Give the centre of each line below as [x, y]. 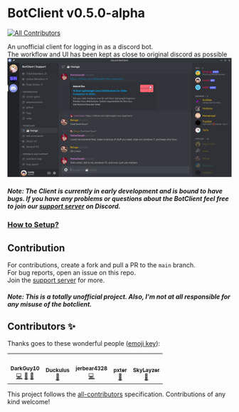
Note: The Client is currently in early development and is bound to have [115, 191]
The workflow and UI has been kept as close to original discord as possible [117, 54]
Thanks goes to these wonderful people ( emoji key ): [84, 344]
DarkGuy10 [25, 369]
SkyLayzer [146, 370]
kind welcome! [29, 402]
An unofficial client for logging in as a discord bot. [80, 46]
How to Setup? [33, 225]
